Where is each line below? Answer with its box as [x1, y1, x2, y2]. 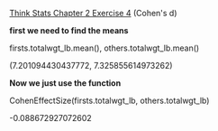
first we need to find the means [9, 25, 129, 35]
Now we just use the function [9, 78, 122, 89]
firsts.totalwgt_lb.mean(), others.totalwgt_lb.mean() [9, 42, 200, 53]
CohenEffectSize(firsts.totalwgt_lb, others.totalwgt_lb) [9, 95, 210, 106]
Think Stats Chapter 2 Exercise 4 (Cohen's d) [9, 8, 177, 18]
